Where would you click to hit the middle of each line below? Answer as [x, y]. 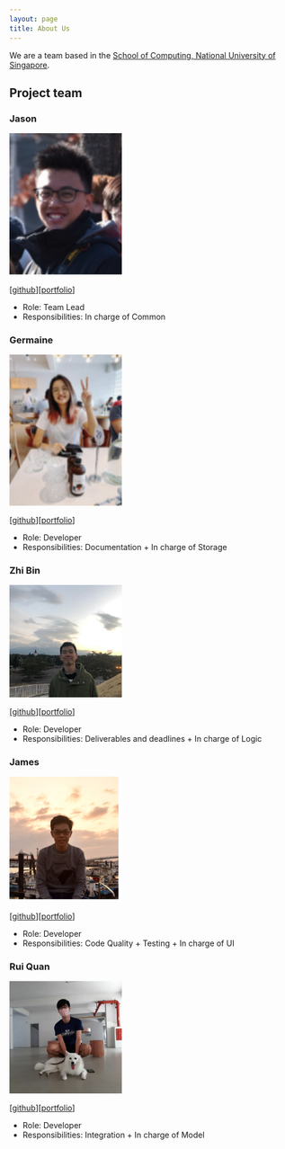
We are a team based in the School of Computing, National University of [142, 55]
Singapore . [30, 65]
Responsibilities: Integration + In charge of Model [113, 1135]
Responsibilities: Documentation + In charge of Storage [125, 547]
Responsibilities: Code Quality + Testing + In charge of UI [129, 943]
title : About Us [40, 28]
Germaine [31, 340]
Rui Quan [30, 966]
